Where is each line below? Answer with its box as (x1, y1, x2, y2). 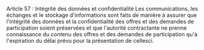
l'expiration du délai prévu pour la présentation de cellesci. (6, 37, 154, 44)
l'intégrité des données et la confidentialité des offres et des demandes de (6, 18, 194, 25)
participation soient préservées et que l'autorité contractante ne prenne (6, 24, 187, 31)
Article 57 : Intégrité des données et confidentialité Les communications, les (6, 5, 198, 12)
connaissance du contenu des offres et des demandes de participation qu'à (6, 31, 198, 38)
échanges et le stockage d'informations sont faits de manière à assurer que (6, 11, 197, 19)
